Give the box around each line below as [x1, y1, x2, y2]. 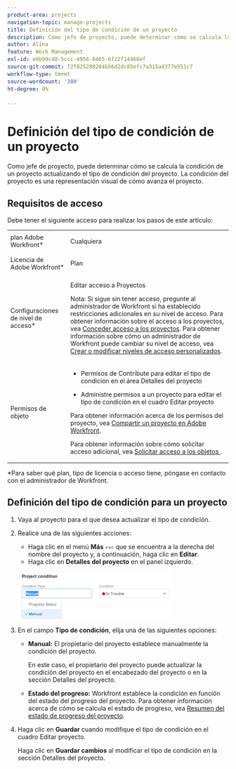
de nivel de [10, 314, 42, 322]
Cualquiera [70, 237, 102, 245]
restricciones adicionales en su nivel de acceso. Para [70, 310, 223, 318]
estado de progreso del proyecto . [27, 711, 125, 720]
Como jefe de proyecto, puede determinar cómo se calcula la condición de [7, 162, 223, 171]
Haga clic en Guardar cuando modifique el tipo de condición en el [17, 725, 209, 733]
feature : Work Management [7, 48, 83, 55]
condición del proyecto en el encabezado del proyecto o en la [27, 668, 207, 676]
